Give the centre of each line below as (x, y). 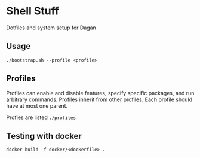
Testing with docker (44, 136)
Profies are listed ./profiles (41, 117)
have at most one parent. (37, 105)
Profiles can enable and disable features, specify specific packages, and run (100, 93)
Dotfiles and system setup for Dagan (51, 28)
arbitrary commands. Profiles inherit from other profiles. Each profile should (99, 99)
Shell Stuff (33, 11)
